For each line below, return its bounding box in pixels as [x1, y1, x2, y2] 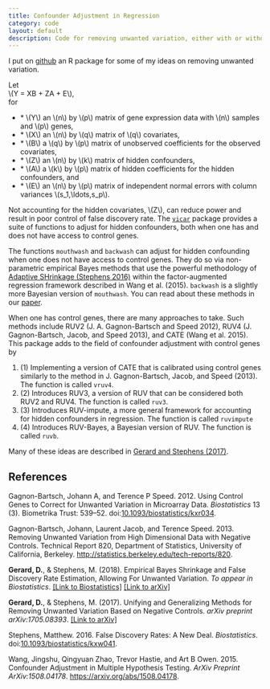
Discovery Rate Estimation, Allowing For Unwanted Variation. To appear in [8, 573, 253, 583]
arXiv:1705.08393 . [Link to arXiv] [8, 615, 118, 625]
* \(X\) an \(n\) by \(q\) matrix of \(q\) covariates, [19, 130, 180, 140]
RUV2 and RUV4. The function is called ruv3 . [19, 397, 169, 406]
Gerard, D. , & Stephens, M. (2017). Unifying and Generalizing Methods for [8, 597, 252, 607]
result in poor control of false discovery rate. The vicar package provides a [8, 214, 258, 223]
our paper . [8, 298, 43, 308]
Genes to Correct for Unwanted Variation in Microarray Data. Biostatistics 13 [8, 499, 260, 510]
